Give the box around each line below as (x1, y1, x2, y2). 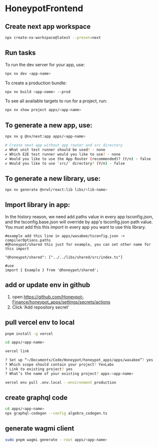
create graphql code (5, 393, 68, 402)
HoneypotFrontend (5, 3, 84, 14)
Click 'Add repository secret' (12, 304, 70, 310)
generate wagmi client (5, 425, 74, 433)
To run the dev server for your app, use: (5, 61, 85, 67)
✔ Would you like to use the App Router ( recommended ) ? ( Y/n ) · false (5, 156, 151, 161)
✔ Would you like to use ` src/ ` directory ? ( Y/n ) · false (5, 161, 125, 166)
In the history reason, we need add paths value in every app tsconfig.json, (5, 214, 154, 219)
